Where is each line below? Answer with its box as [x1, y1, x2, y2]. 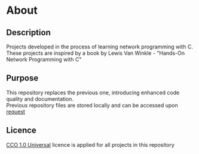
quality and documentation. [6, 95, 74, 102]
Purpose [6, 73, 39, 84]
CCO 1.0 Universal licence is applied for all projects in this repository [6, 141, 175, 148]
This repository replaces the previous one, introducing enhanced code [6, 89, 180, 96]
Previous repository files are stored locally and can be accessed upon [6, 101, 178, 109]
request [6, 108, 26, 115]
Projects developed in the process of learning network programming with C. [6, 43, 193, 50]
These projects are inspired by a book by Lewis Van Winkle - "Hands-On [6, 50, 185, 57]
